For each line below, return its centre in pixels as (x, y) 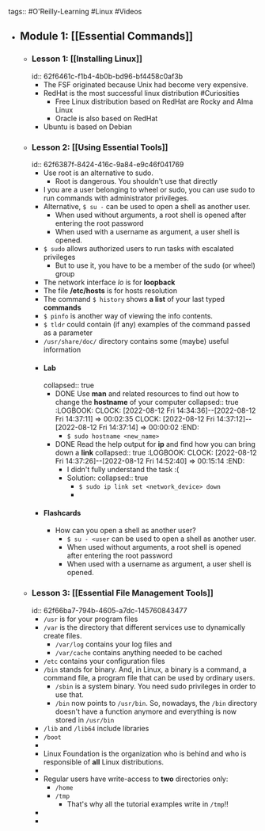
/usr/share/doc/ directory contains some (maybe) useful (136, 341)
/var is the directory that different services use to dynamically (144, 627)
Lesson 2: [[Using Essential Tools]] (100, 147)
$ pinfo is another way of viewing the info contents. (128, 315)
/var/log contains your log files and (114, 644)
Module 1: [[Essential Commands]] (106, 36)
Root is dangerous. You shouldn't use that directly (136, 181)
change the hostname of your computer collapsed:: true (147, 402)
